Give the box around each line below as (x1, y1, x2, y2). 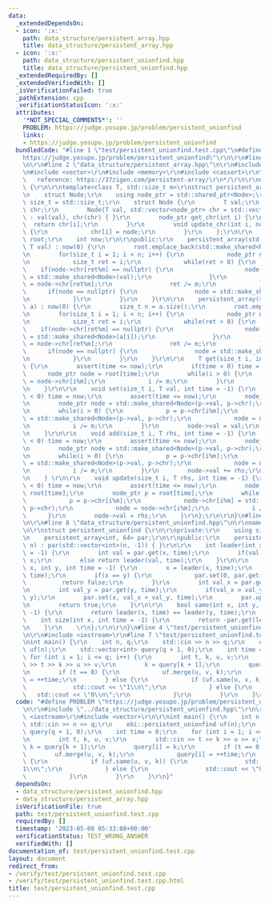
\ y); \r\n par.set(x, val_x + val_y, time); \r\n (22, 594, 214, 602)
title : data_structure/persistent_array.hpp (22, 42, 174, 50)
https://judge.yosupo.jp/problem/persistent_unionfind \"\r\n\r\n (22, 153, 246, 161)
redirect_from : (8, 862, 59, 871)
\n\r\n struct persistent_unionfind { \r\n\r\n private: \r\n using (22, 526, 252, 534)
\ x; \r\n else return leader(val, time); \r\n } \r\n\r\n (22, 556, 249, 564)
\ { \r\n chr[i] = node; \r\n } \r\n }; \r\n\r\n (22, 228, 252, 237)
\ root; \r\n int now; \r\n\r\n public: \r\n (22, 236, 174, 244)
